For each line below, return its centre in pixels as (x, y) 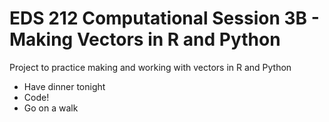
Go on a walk (51, 108)
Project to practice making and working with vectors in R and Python (150, 67)
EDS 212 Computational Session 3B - (164, 18)
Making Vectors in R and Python (145, 39)
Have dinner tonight (64, 86)
